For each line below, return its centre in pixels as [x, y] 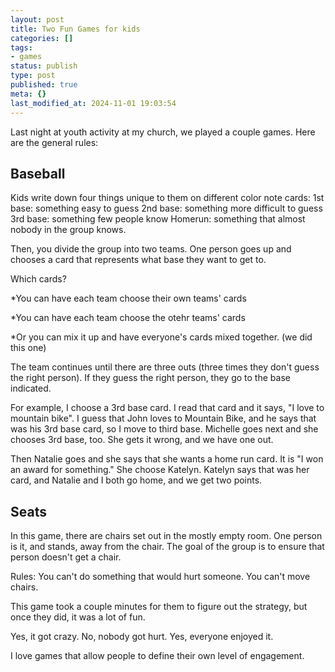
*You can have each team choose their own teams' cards [128, 298]
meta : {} [28, 94]
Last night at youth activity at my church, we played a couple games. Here [163, 132]
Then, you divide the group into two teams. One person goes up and [151, 249]
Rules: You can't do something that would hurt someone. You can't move [160, 577]
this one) [28, 348]
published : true [44, 85]
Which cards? [38, 279]
